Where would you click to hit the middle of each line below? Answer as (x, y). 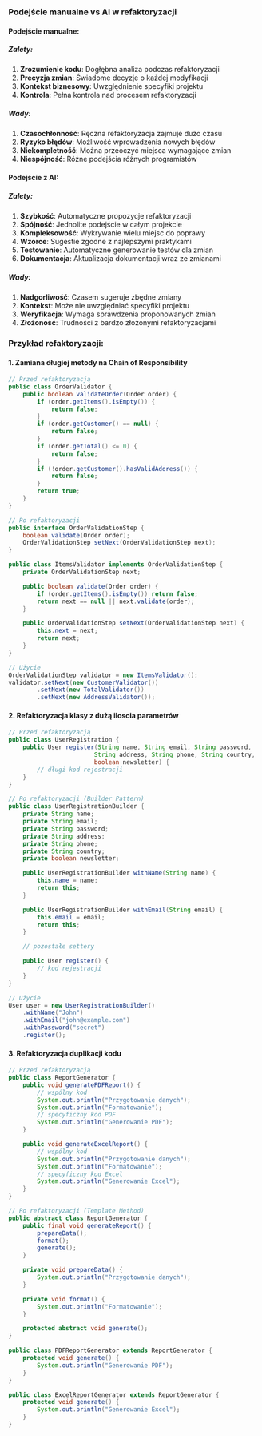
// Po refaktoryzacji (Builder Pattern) (77, 799)
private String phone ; (60, 843)
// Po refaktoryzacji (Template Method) (77, 1211)
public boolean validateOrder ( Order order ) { (100, 394)
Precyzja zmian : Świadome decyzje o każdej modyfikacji (114, 78)
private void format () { (64, 1299)
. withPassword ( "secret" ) (64, 1028)
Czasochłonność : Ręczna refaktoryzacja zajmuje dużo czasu (121, 134)
